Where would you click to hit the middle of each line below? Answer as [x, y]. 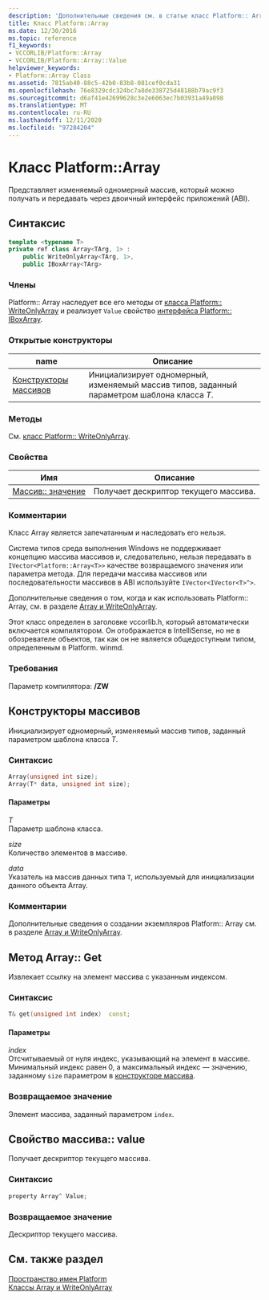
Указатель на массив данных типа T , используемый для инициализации [131, 877]
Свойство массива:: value [77, 1140]
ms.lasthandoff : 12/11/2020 [55, 120]
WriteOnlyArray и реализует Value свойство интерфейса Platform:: [120, 311]
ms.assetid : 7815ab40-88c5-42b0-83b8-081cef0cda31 [94, 83]
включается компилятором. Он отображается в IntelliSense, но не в [124, 630]
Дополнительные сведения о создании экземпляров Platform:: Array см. [132, 923]
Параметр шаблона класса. [56, 829]
